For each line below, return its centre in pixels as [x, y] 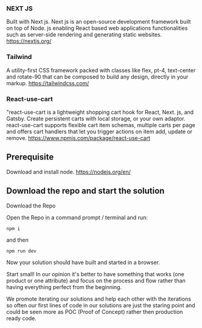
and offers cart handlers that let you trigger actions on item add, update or [99, 131]
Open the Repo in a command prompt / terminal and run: [77, 217]
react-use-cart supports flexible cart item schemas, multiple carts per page [101, 125]
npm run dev [21, 251]
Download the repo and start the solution [85, 191]
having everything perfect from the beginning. [64, 287]
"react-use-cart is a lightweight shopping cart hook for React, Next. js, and [100, 112]
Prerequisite [30, 157]
